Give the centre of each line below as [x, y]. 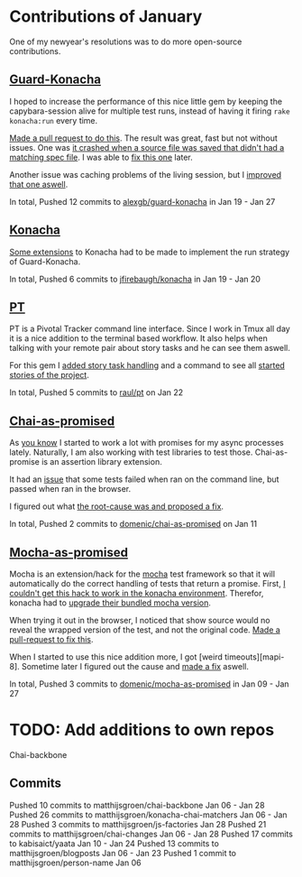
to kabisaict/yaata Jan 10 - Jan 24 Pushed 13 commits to [114, 843]
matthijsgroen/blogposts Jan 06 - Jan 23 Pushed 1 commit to [123, 853]
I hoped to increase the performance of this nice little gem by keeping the [146, 101]
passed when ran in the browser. [70, 489]
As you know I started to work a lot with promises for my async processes [146, 443]
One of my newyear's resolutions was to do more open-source [126, 42]
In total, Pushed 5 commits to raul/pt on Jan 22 [96, 392]
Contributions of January [106, 17]
